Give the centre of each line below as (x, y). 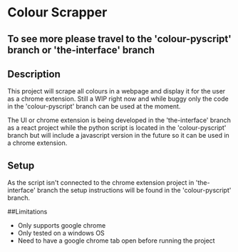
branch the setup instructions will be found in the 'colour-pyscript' (134, 191)
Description (34, 74)
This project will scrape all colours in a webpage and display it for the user (117, 91)
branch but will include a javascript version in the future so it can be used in (118, 136)
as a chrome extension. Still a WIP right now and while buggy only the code (118, 99)
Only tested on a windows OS (61, 233)
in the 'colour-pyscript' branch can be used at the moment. (94, 106)
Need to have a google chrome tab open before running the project (116, 241)
